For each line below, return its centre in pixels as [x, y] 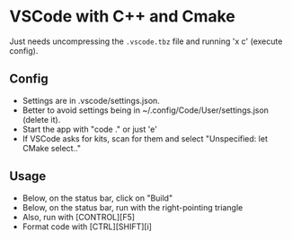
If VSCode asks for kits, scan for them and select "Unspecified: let [145, 138]
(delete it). [41, 119]
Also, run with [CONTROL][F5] [79, 217]
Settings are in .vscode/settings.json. [91, 100]
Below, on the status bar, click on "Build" [97, 198]
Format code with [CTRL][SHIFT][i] [87, 227]
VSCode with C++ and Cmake [122, 17]
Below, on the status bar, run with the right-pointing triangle [133, 207]
